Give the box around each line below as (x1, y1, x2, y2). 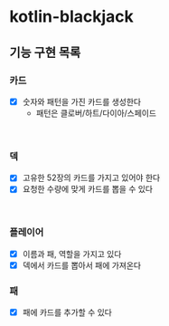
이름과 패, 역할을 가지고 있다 (22, 248, 122, 259)
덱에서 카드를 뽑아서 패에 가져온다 (22, 260, 142, 271)
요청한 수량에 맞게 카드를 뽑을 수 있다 (22, 184, 154, 195)
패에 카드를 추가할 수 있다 (22, 307, 113, 318)
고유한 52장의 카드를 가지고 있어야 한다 (22, 172, 161, 183)
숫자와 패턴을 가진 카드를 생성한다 (22, 96, 142, 107)
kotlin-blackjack (9, 6, 134, 27)
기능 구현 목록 (9, 44, 81, 60)
